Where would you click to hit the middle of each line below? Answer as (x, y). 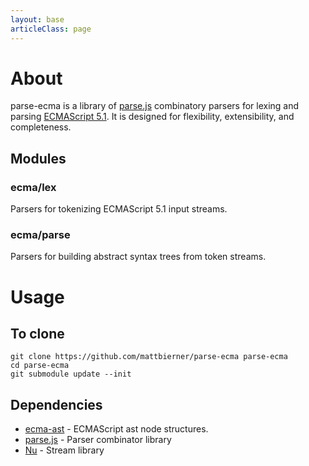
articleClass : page (51, 29)
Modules (38, 158)
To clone (37, 334)
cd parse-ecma (40, 366)
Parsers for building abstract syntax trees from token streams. (138, 257)
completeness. (41, 127)
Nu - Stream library (64, 450)
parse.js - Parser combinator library (98, 440)
